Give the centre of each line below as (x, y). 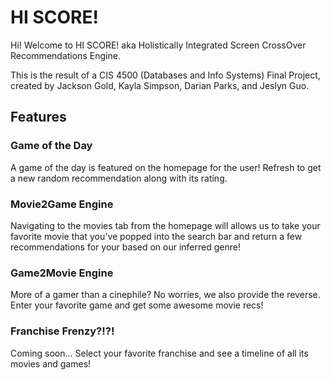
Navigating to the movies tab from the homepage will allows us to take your (165, 225)
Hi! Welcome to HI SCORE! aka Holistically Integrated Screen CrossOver (158, 45)
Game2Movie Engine (62, 273)
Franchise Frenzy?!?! (62, 331)
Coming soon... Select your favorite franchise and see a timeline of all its (159, 353)
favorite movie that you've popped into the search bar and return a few (156, 236)
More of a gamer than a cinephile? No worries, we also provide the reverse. (165, 295)
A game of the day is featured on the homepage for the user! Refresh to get (166, 167)
